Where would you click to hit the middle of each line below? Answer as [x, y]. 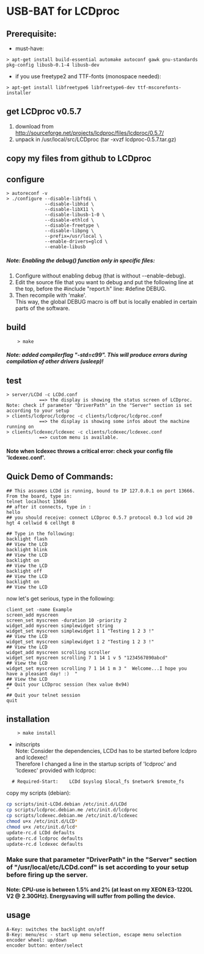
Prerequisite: [31, 34]
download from [34, 126]
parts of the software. [42, 308]
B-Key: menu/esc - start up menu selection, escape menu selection [94, 934]
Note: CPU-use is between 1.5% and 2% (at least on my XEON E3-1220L [100, 889]
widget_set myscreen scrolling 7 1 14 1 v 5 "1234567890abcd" [87, 658]
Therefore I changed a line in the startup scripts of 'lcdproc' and [96, 764]
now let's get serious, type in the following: [60, 598]
